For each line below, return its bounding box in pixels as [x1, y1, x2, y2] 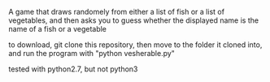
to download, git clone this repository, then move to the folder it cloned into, [8, 40, 263, 50]
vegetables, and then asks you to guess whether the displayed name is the [8, 15, 259, 25]
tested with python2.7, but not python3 [8, 64, 138, 74]
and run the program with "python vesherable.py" [8, 49, 175, 58]
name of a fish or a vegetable [8, 24, 107, 33]
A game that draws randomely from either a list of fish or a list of [8, 7, 225, 16]
